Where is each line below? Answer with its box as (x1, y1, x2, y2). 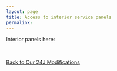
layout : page (6, 8, 38, 15)
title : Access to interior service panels (6, 14, 112, 20)
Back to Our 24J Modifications (6, 59, 81, 66)
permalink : (6, 20, 33, 25)
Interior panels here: (6, 36, 55, 43)
